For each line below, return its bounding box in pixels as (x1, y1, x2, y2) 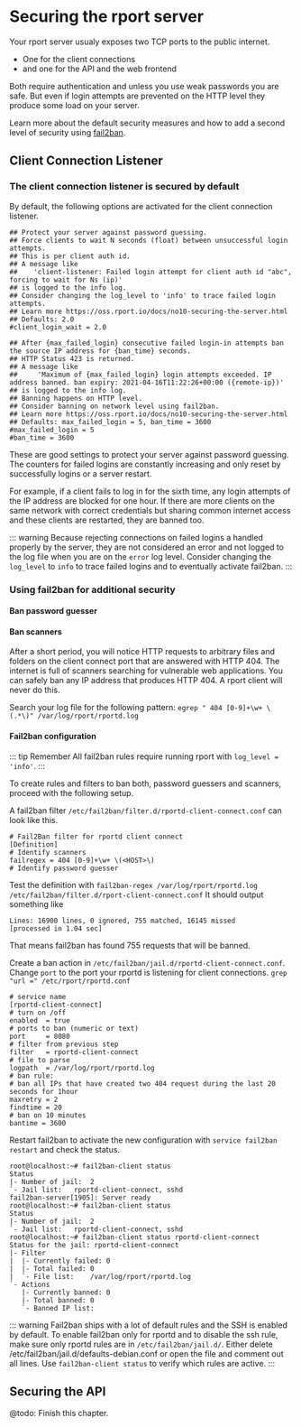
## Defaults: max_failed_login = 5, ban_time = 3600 (9, 417, 212, 426)
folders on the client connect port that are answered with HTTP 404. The (9, 656, 280, 667)
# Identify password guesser (9, 864, 119, 873)
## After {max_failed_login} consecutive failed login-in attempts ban (9, 338, 284, 347)
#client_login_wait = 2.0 (9, 322, 106, 331)
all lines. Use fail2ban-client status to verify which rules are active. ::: (9, 1358, 276, 1368)
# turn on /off (9, 1008, 67, 1017)
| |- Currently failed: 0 (9, 1256, 111, 1265)
